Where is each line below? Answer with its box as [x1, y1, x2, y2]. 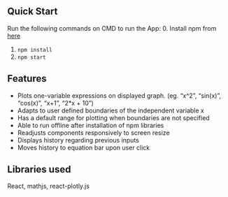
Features [7, 73, 47, 85]
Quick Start [7, 6, 58, 17]
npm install [17, 46, 52, 53]
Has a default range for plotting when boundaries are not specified [17, 113, 210, 122]
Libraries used [7, 163, 71, 175]
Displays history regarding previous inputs [17, 136, 140, 144]
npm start [17, 54, 47, 61]
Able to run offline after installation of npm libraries [17, 121, 164, 129]
